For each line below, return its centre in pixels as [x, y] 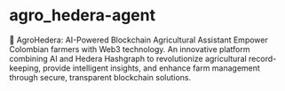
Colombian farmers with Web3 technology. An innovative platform [130, 49]
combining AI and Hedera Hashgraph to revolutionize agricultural [128, 58]
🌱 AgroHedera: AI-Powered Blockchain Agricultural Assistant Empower [139, 40]
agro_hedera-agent [83, 15]
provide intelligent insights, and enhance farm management [151, 68]
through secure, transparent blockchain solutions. [100, 77]
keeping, [25, 68]
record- [262, 58]
